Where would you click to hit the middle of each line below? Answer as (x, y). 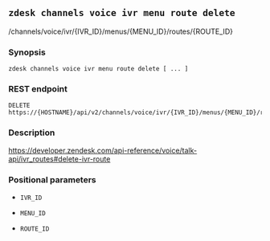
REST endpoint (38, 89)
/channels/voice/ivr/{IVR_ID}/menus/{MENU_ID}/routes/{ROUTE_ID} (121, 31)
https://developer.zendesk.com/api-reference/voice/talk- (103, 150)
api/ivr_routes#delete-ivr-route (59, 159)
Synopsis (27, 52)
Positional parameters (52, 179)
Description (32, 133)
